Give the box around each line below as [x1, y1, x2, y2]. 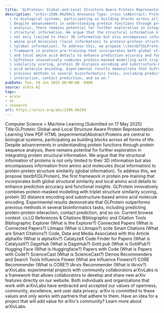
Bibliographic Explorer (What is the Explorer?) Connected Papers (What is [5, 220, 153, 226]
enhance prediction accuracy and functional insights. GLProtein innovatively [5, 183, 159, 189]
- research [5, 103, 27, 108]
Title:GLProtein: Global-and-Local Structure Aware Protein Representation [5, 126, 154, 132]
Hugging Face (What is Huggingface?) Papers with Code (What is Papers [5, 246, 152, 252]
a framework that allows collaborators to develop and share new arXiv [5, 272, 146, 278]
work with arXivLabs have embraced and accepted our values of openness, [5, 283, 157, 288]
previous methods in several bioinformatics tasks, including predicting [5, 204, 146, 210]
